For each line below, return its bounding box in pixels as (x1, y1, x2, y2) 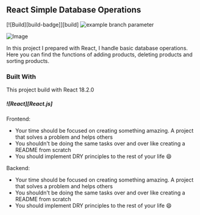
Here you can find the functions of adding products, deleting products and (6, 51, 193, 58)
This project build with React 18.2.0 (6, 86, 94, 93)
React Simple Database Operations (6, 5, 142, 15)
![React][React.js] (6, 100, 53, 107)
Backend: (6, 165, 30, 172)
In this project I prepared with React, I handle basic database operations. (6, 44, 188, 51)
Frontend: (6, 115, 31, 123)
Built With (6, 72, 36, 81)
